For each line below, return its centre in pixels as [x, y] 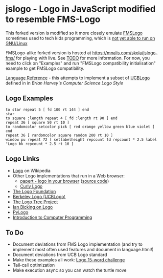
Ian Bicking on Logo [33, 207]
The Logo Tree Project [35, 202]
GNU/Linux [17, 43]
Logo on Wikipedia [32, 171]
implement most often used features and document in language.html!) [83, 250]
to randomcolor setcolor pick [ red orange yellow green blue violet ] [80, 127]
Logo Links [23, 159]
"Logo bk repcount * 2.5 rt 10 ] [40, 144]
